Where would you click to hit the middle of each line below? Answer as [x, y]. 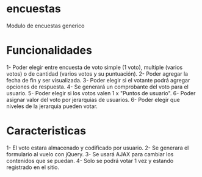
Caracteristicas [46, 131]
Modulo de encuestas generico [45, 26]
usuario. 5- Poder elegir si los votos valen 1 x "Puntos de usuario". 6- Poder [101, 93]
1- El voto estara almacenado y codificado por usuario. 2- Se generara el [98, 148]
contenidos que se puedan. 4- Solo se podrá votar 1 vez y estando [90, 161]
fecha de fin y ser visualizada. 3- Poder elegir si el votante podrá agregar [98, 80]
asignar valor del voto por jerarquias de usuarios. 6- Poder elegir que [93, 99]
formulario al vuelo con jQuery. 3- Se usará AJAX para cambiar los [90, 154]
